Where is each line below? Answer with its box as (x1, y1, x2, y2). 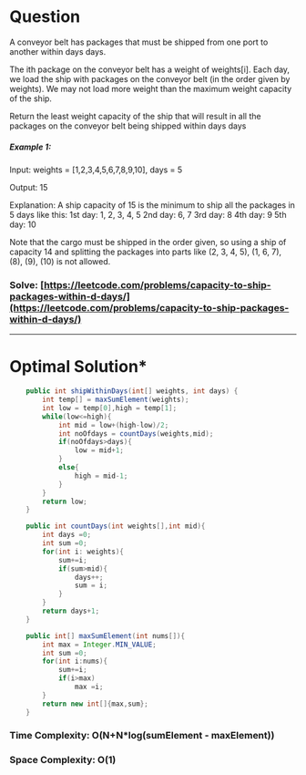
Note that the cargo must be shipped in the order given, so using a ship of (9, 236, 287, 247)
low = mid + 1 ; (74, 446, 125, 455)
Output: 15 (9, 181, 48, 192)
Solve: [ (9, 278, 45, 291)
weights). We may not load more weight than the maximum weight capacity (9, 83, 292, 94)
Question (9, 6, 80, 27)
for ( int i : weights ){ (42, 547, 125, 556)
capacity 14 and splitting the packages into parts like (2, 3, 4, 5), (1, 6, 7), (9, 246, 282, 257)
